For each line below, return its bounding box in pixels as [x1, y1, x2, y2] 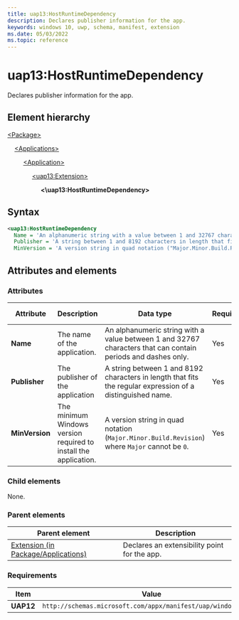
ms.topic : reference [7, 37, 69, 44]
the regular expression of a [104, 381, 195, 391]
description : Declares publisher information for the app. [7, 17, 186, 24]
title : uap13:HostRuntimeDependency [7, 10, 116, 18]
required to [57, 437, 95, 447]
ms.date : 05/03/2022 [7, 30, 69, 38]
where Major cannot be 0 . [104, 442, 189, 451]
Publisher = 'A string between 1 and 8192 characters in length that [14, 238, 224, 245]
